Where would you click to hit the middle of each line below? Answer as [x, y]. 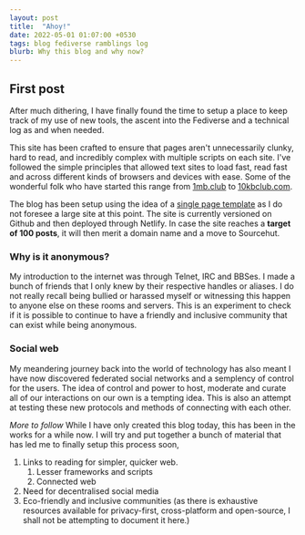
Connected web [66, 481]
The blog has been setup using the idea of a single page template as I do [146, 204]
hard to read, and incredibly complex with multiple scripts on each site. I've [150, 157]
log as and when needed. [57, 129]
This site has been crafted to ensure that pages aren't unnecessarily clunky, [152, 148]
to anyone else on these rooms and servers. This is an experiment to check [150, 305]
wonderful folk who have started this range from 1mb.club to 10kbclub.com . [151, 186]
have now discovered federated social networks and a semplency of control [152, 378]
